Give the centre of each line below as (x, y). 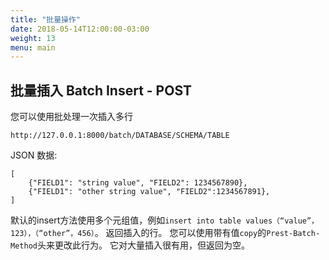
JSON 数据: (34, 155)
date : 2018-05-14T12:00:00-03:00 (80, 29)
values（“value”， (282, 221)
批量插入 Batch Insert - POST (101, 90)
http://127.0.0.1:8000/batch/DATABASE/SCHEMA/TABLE (120, 136)
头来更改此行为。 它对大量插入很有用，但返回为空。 (143, 245)
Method (24, 246)
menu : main (33, 47)
